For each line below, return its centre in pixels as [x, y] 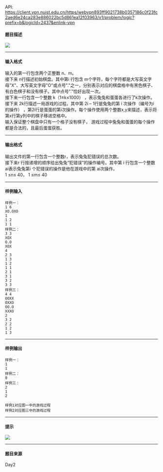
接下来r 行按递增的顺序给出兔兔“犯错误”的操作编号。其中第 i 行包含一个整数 [80, 162]
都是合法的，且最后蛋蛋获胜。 [35, 128]
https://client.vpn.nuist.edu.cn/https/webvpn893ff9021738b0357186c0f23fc [81, 12]
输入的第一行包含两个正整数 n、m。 [41, 73]
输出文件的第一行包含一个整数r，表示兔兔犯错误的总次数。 [63, 156]
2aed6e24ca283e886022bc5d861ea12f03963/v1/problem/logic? [70, 17]
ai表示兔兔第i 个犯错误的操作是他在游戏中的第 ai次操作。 [61, 169]
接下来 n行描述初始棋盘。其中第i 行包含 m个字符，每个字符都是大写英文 [76, 79]
